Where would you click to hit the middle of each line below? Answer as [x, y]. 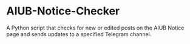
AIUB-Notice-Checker [63, 11]
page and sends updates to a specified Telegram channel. [79, 34]
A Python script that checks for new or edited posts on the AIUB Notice [95, 28]
